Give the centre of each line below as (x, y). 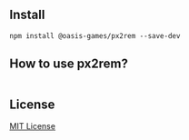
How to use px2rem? (69, 64)
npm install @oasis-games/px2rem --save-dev (95, 35)
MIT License (33, 126)
